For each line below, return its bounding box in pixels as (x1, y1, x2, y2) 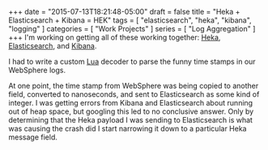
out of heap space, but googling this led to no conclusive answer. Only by (8, 106, 254, 116)
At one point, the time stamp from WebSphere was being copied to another (8, 81, 259, 90)
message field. (8, 132, 58, 142)
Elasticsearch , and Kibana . (8, 41, 97, 51)
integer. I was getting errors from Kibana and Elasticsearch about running (8, 98, 253, 107)
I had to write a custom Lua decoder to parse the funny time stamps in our (8, 56, 257, 66)
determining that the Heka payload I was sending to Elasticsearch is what (8, 115, 253, 124)
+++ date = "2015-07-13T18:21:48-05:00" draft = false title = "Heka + (8, 7, 240, 16)
